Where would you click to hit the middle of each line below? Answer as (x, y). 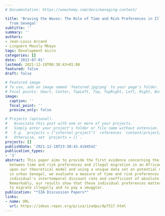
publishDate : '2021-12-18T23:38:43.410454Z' (51, 146)
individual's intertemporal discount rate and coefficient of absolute (84, 179)
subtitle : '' (18, 28)
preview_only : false (30, 110)
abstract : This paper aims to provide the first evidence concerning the (82, 160)
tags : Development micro (30, 51)
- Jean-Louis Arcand (26, 42)
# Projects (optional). (29, 119)
